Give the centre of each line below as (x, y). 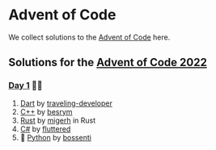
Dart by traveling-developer (66, 103)
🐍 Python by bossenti (55, 137)
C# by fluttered (45, 129)
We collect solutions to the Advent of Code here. (89, 37)
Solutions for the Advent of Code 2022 (108, 62)
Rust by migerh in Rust (58, 120)
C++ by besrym (46, 111)
